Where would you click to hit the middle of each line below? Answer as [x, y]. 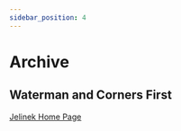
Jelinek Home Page [45, 117]
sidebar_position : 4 [48, 17]
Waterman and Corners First [91, 95]
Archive [40, 61]
